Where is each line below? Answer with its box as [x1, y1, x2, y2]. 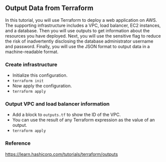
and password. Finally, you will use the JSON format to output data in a [5, 43, 150, 49]
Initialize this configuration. [12, 72, 68, 78]
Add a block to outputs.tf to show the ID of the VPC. [12, 111, 121, 118]
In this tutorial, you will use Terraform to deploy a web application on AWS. [5, 17, 158, 23]
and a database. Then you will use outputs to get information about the [5, 27, 150, 34]
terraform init [12, 79, 44, 84]
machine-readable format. [5, 49, 58, 54]
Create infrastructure [5, 61, 58, 68]
